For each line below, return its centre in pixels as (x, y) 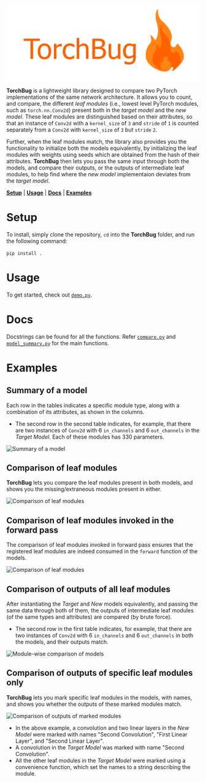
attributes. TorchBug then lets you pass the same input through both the (98, 161)
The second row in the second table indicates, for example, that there (103, 424)
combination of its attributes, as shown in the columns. (75, 412)
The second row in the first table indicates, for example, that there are (103, 629)
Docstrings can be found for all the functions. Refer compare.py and (91, 337)
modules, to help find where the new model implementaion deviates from (99, 174)
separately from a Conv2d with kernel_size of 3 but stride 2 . (82, 130)
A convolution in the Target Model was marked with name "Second (100, 747)
